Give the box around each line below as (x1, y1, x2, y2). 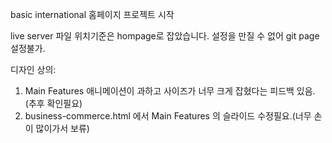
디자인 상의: (10, 64, 57, 75)
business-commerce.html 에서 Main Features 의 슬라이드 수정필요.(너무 (24, 110, 312, 122)
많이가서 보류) (35, 123, 90, 134)
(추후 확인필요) (24, 98, 83, 109)
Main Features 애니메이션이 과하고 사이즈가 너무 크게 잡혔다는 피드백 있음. (24, 85, 316, 97)
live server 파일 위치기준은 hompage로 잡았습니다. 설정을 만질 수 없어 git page (10, 30, 320, 42)
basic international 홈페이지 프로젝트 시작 (10, 9, 175, 20)
